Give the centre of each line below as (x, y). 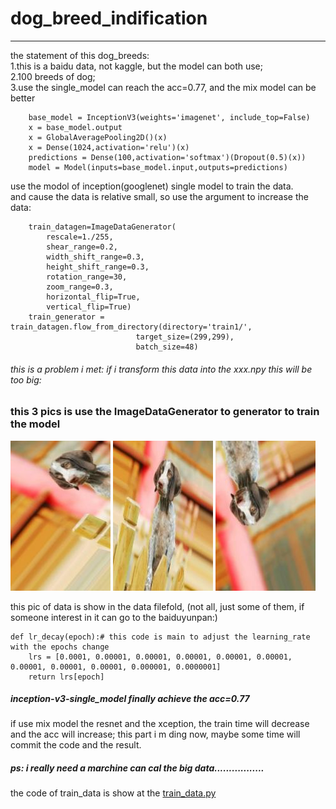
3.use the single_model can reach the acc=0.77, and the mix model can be (163, 87)
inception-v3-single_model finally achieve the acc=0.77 (130, 699)
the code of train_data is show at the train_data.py (113, 793)
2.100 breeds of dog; (53, 76)
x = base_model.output (75, 127)
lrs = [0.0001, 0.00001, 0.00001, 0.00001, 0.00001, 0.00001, (160, 657)
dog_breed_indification (109, 18)
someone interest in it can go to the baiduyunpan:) (114, 617)
